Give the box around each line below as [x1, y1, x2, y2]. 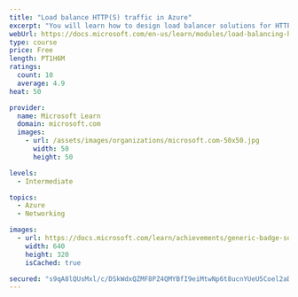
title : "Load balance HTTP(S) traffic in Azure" [9, 12, 192, 22]
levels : [9, 168, 38, 177]
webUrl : [9, 29, 38, 38]
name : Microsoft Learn [17, 112, 101, 121]
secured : [9, 274, 42, 284]
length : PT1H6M [9, 54, 66, 63]
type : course [9, 37, 58, 47]
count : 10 [17, 71, 53, 80]
